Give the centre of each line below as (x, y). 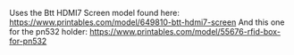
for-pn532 (28, 41)
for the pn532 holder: (48, 31)
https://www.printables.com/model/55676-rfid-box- (185, 31)
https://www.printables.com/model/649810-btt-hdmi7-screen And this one (147, 22)
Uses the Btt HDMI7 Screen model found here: (95, 13)
